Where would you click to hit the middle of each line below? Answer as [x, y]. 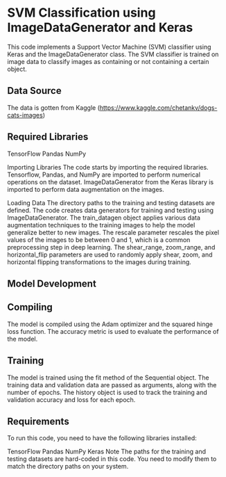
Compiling [30, 307]
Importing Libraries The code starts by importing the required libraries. [108, 167]
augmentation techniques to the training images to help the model [101, 225]
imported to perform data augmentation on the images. [86, 189]
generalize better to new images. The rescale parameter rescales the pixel [113, 232]
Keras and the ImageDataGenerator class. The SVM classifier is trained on [113, 54]
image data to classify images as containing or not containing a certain [108, 61]
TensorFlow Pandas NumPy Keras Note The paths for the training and [107, 452]
